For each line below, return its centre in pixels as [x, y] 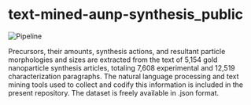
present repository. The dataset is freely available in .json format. [113, 92]
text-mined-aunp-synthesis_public [126, 14]
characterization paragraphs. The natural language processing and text [124, 76]
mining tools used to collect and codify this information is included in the [126, 85]
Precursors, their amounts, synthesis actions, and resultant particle [117, 51]
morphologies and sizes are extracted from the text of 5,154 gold [113, 60]
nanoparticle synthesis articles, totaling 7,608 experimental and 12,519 [122, 67]
